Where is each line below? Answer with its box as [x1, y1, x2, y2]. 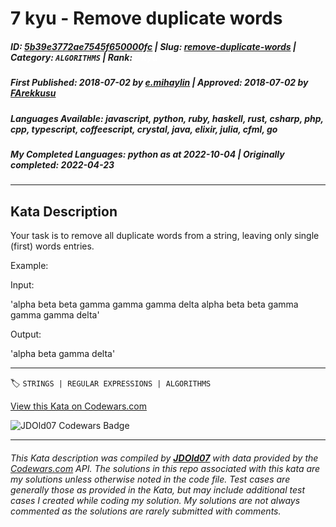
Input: [10, 279, 35, 291]
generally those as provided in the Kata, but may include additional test [10, 483, 305, 496]
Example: [10, 260, 49, 272]
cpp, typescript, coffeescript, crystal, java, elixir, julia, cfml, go [10, 123, 278, 135]
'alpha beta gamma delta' [10, 348, 116, 360]
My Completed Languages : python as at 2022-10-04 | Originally [10, 148, 285, 160]
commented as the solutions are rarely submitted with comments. [10, 505, 282, 517]
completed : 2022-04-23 [10, 158, 115, 171]
